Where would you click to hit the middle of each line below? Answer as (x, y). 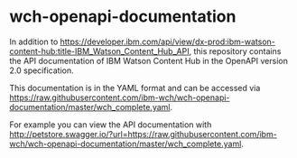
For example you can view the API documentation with (111, 125)
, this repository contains (235, 51)
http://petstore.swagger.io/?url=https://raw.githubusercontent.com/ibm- (143, 134)
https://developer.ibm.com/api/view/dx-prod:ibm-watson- (167, 42)
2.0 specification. (42, 70)
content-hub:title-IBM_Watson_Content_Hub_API (99, 51)
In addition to (34, 42)
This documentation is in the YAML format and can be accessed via (135, 88)
